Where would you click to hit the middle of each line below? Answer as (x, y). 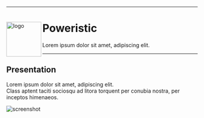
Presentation (31, 70)
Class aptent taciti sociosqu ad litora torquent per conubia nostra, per (93, 91)
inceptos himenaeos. (32, 97)
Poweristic (70, 28)
